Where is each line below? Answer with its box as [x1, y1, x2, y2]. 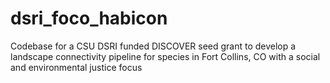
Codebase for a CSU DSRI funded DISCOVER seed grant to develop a [10, 40, 297, 52]
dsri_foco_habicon [10, 7, 168, 30]
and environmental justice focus [10, 61, 143, 73]
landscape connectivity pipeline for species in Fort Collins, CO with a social [10, 50, 321, 62]
